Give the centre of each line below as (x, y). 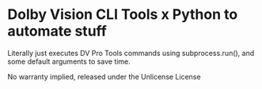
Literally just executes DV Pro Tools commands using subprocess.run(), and (131, 53)
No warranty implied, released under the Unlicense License (104, 76)
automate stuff (57, 31)
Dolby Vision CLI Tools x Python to (123, 15)
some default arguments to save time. (69, 61)
